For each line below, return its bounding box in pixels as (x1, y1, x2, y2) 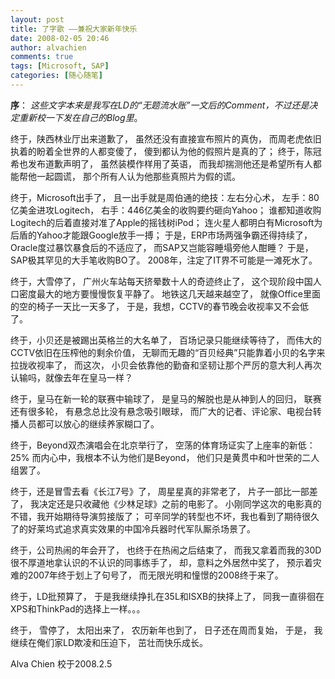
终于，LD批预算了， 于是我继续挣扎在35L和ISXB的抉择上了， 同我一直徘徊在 (10, 590, 325, 602)
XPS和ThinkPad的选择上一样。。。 (10, 602, 146, 615)
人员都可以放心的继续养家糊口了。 (18, 417, 160, 430)
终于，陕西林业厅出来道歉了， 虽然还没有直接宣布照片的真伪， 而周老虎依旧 (10, 132, 322, 145)
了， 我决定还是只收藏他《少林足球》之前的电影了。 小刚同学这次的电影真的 (10, 497, 322, 510)
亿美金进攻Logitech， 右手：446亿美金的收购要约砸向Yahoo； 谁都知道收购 (10, 204, 322, 216)
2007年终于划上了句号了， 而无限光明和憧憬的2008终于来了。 (27, 569, 284, 581)
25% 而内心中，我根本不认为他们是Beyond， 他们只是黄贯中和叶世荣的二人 (10, 451, 320, 463)
